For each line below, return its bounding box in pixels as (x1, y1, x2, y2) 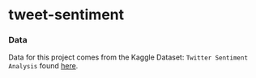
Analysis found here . (8, 61, 79, 71)
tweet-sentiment (8, 6, 125, 24)
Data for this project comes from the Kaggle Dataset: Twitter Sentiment (8, 52, 249, 62)
